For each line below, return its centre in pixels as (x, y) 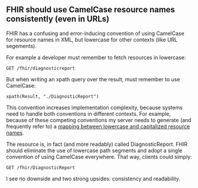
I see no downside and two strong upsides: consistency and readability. (93, 179)
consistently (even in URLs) (58, 19)
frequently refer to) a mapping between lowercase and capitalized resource (98, 126)
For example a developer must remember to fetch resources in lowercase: (96, 57)
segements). (21, 46)
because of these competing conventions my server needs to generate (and (99, 120)
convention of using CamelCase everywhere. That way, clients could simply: (99, 157)
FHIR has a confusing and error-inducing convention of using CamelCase (95, 33)
